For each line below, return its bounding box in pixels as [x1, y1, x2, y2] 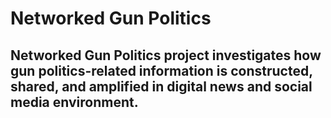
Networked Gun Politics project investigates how [10, 47, 322, 64]
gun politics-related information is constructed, [10, 62, 313, 79]
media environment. [10, 93, 139, 111]
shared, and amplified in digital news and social [10, 78, 313, 95]
